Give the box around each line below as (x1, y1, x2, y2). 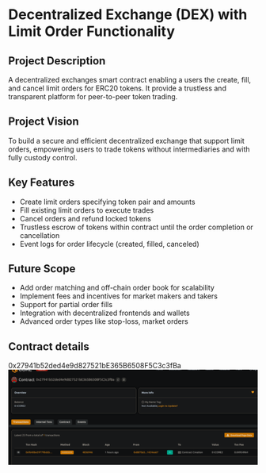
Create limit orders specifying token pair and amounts (19, 197, 196, 206)
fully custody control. (8, 152, 78, 162)
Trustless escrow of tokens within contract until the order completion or (19, 222, 253, 232)
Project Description (8, 54, 106, 67)
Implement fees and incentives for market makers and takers (19, 291, 218, 301)
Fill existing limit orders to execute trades (19, 205, 154, 215)
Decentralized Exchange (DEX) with (8, 6, 248, 24)
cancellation (19, 230, 60, 240)
